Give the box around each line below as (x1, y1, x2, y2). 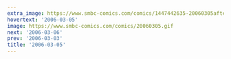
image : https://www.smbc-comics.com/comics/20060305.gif (7, 22, 174, 29)
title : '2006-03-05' (7, 41, 67, 48)
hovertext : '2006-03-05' (7, 16, 78, 23)
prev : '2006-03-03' (7, 35, 63, 42)
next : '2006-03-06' (7, 28, 63, 36)
